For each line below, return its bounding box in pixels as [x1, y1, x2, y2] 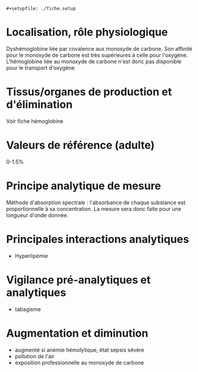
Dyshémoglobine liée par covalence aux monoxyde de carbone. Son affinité [6, 45, 193, 52]
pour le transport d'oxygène [6, 64, 75, 71]
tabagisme [14, 305, 41, 313]
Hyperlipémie [14, 252, 48, 259]
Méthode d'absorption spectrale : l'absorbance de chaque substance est [6, 199, 186, 206]
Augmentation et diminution [6, 326, 148, 340]
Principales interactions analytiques [6, 232, 190, 246]
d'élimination [6, 98, 73, 112]
